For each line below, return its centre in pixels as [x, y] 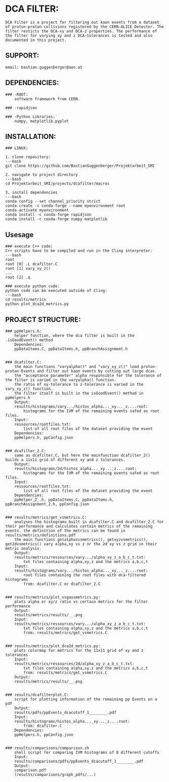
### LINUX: [17, 148]
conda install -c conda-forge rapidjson [49, 215]
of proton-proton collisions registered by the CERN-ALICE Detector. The [85, 27]
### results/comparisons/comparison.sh [47, 748]
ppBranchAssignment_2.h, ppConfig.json [47, 504]
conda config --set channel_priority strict [53, 201]
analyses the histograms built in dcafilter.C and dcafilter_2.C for [89, 522]
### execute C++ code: [29, 246]
